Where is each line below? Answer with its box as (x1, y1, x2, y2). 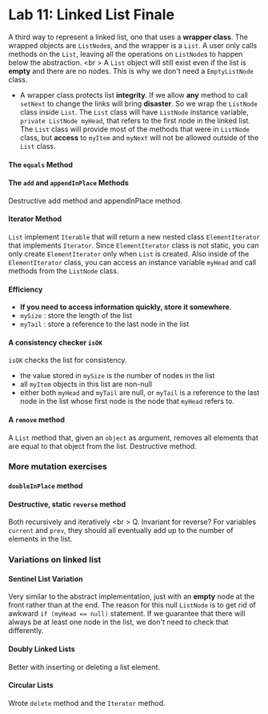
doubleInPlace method (8, 481, 83, 490)
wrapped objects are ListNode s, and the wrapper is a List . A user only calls (8, 40, 258, 50)
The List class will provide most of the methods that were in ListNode (19, 124, 250, 134)
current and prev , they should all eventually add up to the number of (8, 526, 234, 535)
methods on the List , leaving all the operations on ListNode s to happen (8, 49, 243, 58)
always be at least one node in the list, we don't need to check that (8, 617, 229, 627)
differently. (8, 626, 44, 635)
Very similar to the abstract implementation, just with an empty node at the (8, 591, 255, 602)
